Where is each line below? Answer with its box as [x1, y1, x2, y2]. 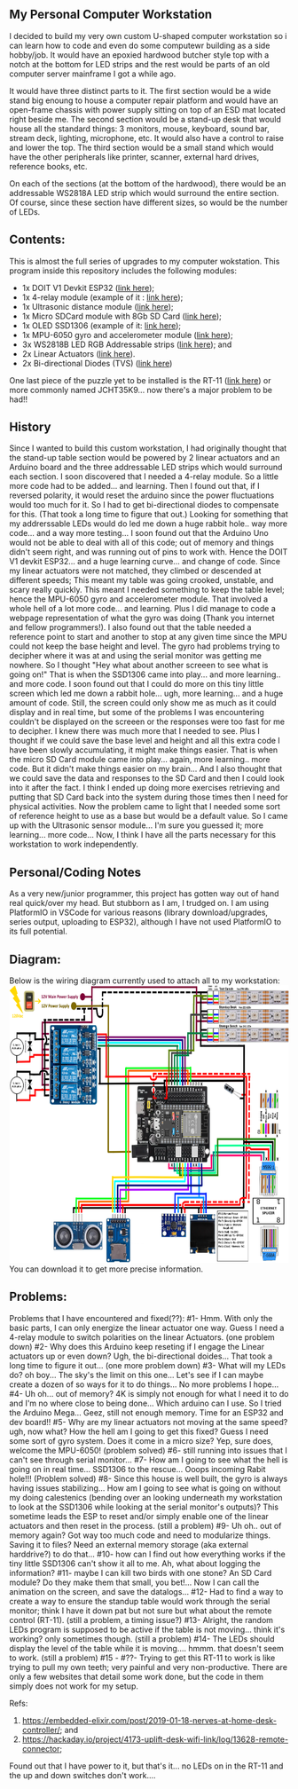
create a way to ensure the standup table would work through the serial [9, 1596, 271, 1606]
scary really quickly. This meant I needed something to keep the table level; [9, 585, 286, 595]
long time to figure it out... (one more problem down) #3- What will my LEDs [9, 1359, 286, 1370]
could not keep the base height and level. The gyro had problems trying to [9, 641, 280, 651]
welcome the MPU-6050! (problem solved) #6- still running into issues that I [9, 1445, 288, 1455]
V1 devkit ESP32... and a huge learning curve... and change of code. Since [9, 556, 281, 567]
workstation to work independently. [9, 839, 139, 850]
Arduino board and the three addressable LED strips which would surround [9, 461, 283, 473]
